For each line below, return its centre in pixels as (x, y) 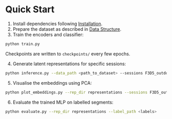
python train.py (23, 44)
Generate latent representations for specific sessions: (69, 64)
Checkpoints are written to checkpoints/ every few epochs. (68, 54)
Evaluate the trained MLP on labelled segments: (63, 102)
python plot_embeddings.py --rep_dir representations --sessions (76, 92)
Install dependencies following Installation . (58, 24)
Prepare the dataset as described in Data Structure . (67, 29)
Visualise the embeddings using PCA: (52, 83)
